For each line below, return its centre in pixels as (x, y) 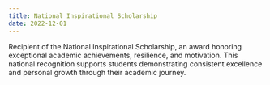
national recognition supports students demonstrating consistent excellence (135, 64)
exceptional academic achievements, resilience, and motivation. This (123, 55)
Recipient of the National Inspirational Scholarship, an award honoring (125, 46)
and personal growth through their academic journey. (97, 72)
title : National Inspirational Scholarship (83, 16)
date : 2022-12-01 (38, 23)
